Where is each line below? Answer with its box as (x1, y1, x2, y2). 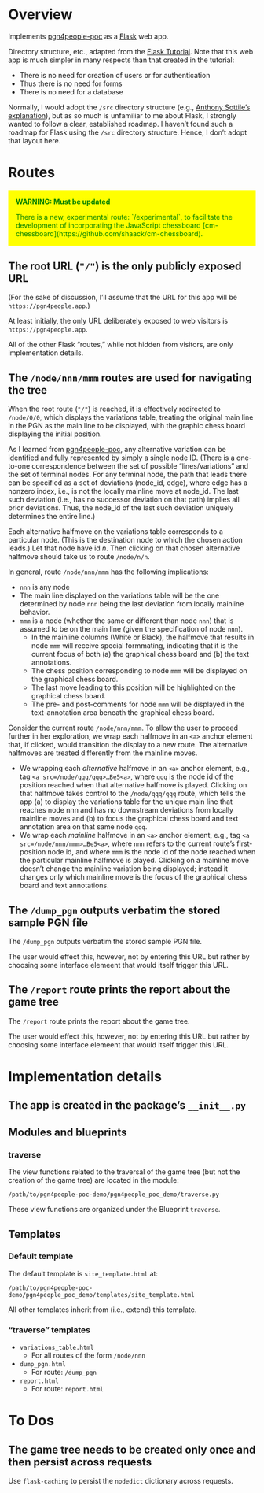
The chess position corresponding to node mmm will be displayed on (31, 666, 247, 676)
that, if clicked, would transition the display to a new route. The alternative (8, 740, 247, 750)
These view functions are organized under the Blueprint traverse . (8, 1205, 221, 1214)
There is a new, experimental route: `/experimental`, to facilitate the (15, 213, 233, 222)
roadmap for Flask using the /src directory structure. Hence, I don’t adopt (8, 128, 247, 137)
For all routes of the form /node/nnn (31, 1350, 145, 1360)
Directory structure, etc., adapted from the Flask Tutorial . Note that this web (8, 46, 254, 56)
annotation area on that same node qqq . (19, 822, 148, 832)
